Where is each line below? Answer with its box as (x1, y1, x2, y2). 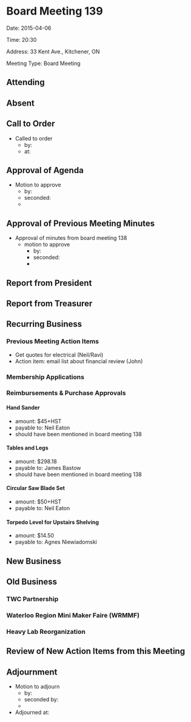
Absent (6, 98, 35, 108)
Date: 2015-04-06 (6, 24, 52, 32)
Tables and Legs (6, 444, 49, 452)
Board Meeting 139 (6, 4, 103, 18)
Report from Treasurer (6, 298, 93, 308)
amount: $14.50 (15, 532, 55, 539)
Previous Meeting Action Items (6, 337, 99, 346)
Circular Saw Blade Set (6, 485, 65, 492)
